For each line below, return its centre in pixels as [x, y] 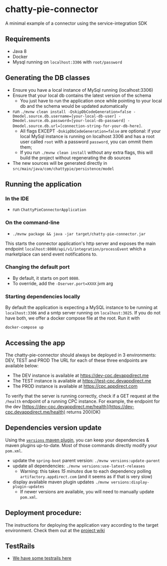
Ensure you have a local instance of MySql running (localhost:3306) [83, 90]
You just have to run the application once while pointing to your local [91, 101]
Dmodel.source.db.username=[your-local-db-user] [64, 116]
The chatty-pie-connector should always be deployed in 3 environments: [81, 355]
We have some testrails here [42, 558]
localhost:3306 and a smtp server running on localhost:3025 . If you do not [83, 313]
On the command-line [32, 223]
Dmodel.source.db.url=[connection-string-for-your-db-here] [77, 126]
